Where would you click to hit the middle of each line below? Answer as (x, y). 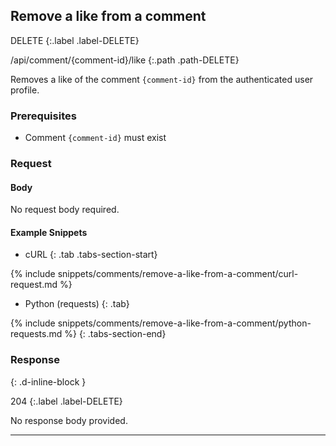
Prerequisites (43, 116)
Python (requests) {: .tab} (77, 304)
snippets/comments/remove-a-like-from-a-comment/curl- (178, 274)
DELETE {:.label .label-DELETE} (75, 40)
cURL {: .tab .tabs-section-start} (91, 255)
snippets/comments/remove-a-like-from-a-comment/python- (184, 323)
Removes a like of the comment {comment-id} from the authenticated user (162, 79)
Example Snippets (49, 232)
